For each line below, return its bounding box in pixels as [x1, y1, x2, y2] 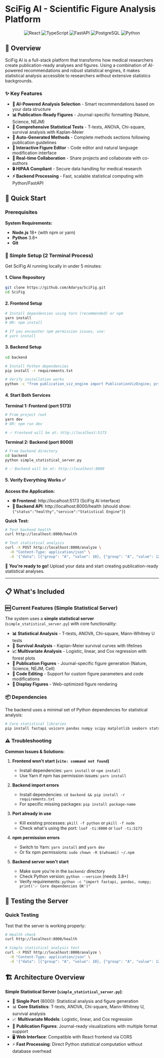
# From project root [5, 413, 47, 417]
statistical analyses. [5, 568, 45, 574]
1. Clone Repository [5, 274, 45, 280]
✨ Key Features [5, 90, 42, 97]
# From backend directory [5, 448, 58, 454]
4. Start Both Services [5, 392, 51, 398]
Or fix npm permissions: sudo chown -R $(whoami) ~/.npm [19, 849, 135, 855]
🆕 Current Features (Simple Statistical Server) [5, 604, 118, 611]
